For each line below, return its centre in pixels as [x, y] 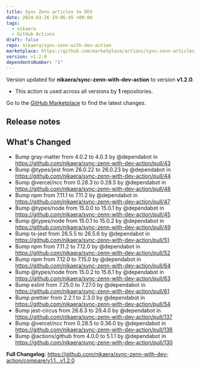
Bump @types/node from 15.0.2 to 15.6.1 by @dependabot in [89, 272]
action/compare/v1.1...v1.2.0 [41, 360]
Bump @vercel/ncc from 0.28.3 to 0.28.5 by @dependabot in [90, 182]
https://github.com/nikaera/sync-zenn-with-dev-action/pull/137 [93, 316]
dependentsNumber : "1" [35, 62]
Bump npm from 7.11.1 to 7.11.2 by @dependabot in [76, 195]
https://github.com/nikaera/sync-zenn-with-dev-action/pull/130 [94, 342]
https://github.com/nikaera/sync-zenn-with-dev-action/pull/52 [93, 252]
